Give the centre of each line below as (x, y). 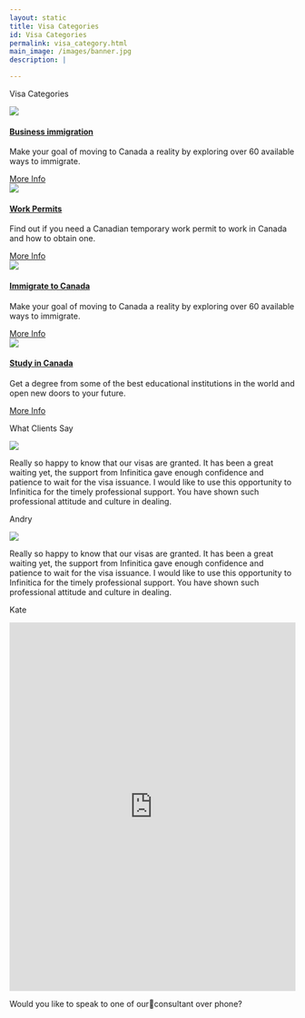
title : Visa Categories (54, 26)
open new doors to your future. (68, 393)
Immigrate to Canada (50, 286)
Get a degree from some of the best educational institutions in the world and (152, 383)
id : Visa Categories (49, 34)
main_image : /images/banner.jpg (70, 52)
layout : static (38, 18)
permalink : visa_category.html (69, 43)
